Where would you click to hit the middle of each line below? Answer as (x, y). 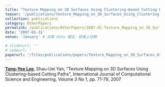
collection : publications (31, 19)
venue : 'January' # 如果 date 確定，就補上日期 (51, 37)
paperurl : (15, 55)
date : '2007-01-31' (25, 32)
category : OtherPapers (28, 23)
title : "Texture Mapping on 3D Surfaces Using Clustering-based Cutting (81, 10)
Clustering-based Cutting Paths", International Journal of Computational (78, 74)
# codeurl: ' (18, 50)
